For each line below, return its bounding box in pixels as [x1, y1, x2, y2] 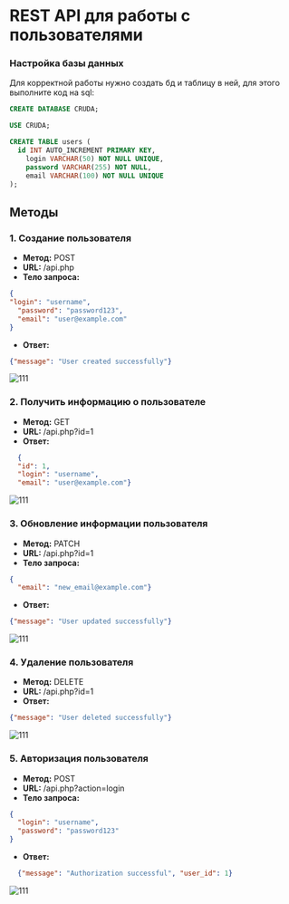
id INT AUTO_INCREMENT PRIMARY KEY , [17, 146, 156, 155]
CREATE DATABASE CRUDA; [9, 105, 100, 114]
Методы [9, 205, 59, 220]
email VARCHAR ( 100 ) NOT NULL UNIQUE [25, 171, 165, 180]
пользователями [9, 24, 143, 45]
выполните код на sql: [9, 87, 95, 98]
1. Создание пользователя [9, 232, 131, 245]
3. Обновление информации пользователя [9, 517, 208, 530]
